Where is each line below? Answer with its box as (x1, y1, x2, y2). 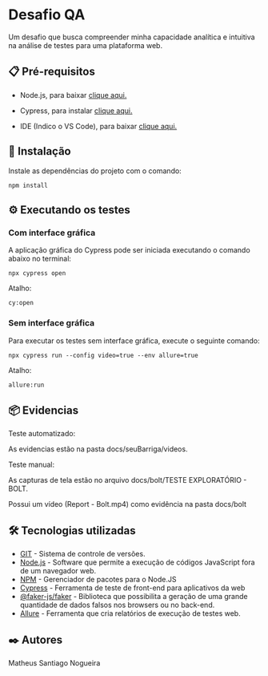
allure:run (8, 381, 45, 389)
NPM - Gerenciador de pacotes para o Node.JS (19, 575, 177, 585)
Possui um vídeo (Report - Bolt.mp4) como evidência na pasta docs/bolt (8, 500, 246, 509)
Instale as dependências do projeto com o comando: (8, 166, 182, 176)
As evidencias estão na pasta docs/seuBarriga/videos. (8, 444, 188, 454)
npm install (8, 181, 48, 189)
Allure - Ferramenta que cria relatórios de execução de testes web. (19, 609, 242, 618)
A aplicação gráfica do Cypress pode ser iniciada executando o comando (8, 245, 250, 255)
